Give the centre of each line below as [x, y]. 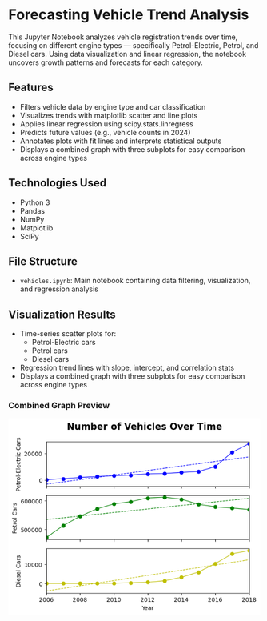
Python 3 [35, 202]
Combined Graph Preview [59, 406]
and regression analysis [59, 289]
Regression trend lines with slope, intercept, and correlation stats [127, 368]
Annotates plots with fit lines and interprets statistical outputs [121, 141]
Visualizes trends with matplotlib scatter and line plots [109, 115]
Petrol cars [50, 351]
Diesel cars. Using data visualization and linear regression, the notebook [127, 54]
